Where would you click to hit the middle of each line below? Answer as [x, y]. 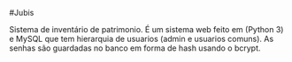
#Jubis [22, 13]
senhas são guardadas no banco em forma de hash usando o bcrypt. [135, 48]
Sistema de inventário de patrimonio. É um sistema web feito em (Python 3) [146, 29]
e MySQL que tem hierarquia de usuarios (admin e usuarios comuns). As [142, 39]
